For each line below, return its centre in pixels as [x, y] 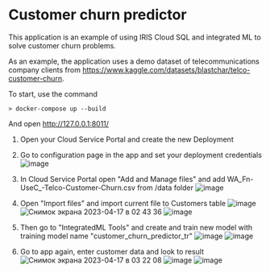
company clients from [44, 69]
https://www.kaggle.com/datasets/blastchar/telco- [166, 69]
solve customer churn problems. [62, 45]
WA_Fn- [240, 179]
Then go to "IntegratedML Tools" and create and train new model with [136, 227]
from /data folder [165, 188]
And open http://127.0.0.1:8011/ [59, 123]
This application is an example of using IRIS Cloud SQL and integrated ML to [135, 37]
